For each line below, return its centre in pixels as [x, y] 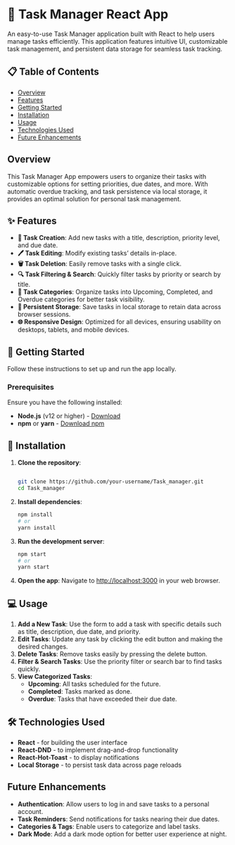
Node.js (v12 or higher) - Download [69, 416]
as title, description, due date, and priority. [79, 632]
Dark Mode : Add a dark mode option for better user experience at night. [122, 834]
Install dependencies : [50, 502]
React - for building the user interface [72, 742]
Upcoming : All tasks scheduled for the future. [94, 684]
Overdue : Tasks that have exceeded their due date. [102, 699]
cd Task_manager [41, 489]
